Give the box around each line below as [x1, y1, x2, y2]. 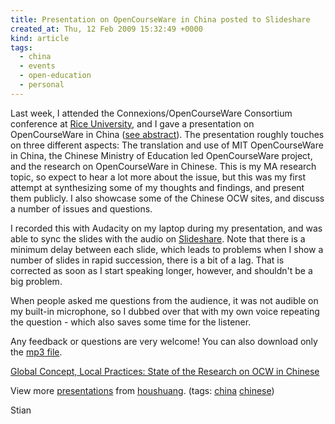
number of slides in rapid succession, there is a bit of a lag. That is [10, 254, 285, 266]
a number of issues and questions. [10, 202, 153, 215]
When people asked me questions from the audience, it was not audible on [10, 294, 319, 306]
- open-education [19, 71, 92, 81]
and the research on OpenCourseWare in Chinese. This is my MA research [10, 160, 317, 172]
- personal [19, 80, 65, 90]
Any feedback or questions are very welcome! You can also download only [10, 335, 318, 347]
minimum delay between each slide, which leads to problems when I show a [10, 243, 324, 255]
